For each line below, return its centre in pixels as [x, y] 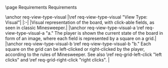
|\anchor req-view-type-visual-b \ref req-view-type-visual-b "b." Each [78, 44]
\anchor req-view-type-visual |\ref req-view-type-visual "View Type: [76, 17]
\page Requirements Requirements [41, 7]
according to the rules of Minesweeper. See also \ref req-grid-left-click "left [83, 54]
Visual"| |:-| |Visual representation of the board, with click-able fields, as [80, 22]
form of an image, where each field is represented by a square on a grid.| [81, 38]
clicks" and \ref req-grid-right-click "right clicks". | [57, 60]
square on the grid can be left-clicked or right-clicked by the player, [75, 49]
